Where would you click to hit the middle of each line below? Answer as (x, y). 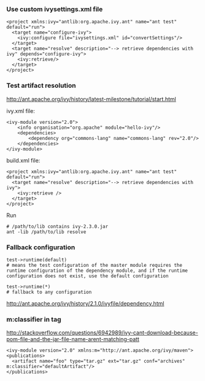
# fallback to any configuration (49, 292)
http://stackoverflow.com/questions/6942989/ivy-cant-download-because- (102, 333)
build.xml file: (23, 160)
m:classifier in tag (34, 319)
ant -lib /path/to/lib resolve (46, 232)
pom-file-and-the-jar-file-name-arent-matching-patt (73, 339)
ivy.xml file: (21, 111)
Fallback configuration (41, 247)
